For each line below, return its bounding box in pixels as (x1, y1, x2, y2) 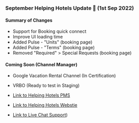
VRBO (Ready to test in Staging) (12, 83, 80, 89)
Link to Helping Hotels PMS (12, 92, 70, 98)
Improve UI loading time (12, 34, 63, 40)
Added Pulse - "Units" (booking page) (12, 39, 93, 45)
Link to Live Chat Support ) (12, 112, 68, 118)
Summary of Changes (5, 17, 52, 23)
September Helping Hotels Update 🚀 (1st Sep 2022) (5, 5, 134, 12)
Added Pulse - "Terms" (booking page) (12, 45, 95, 51)
